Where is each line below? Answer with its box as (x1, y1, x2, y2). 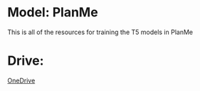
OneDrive (7, 76, 36, 85)
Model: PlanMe (7, 4, 98, 21)
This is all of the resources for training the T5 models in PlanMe (7, 28, 194, 36)
